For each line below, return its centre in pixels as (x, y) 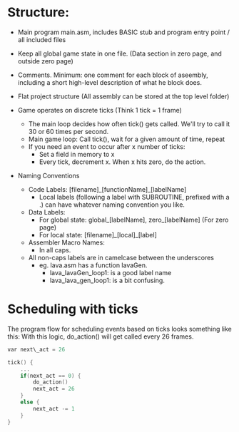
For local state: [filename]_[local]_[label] (98, 235)
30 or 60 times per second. (68, 131)
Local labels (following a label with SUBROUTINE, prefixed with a (134, 197)
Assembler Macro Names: (66, 242)
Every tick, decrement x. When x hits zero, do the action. (122, 162)
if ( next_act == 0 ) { (51, 376)
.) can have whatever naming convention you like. (112, 205)
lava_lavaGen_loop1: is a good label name (111, 272)
